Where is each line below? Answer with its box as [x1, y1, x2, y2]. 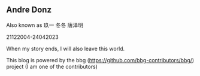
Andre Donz [6, 5, 52, 15]
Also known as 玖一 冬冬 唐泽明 [6, 21, 84, 29]
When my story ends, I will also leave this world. [6, 45, 125, 52]
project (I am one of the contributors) [6, 63, 98, 70]
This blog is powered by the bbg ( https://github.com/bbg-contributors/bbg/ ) [6, 56, 195, 63]
